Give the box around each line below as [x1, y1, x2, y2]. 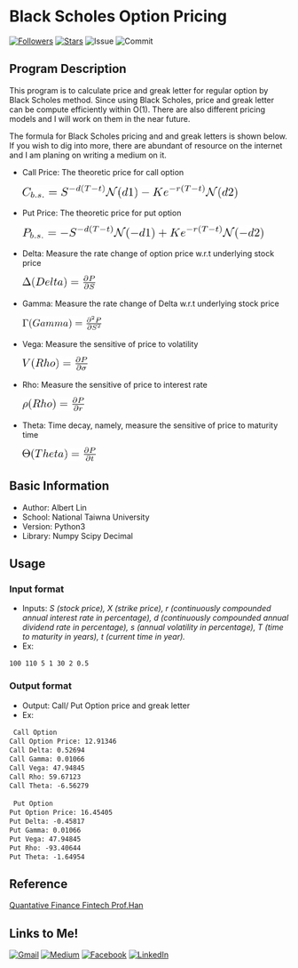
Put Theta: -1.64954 [9, 852, 86, 861]
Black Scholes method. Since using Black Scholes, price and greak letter [9, 94, 275, 105]
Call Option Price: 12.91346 [9, 737, 117, 746]
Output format [9, 680, 73, 692]
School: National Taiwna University [21, 512, 150, 522]
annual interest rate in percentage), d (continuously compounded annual [21, 612, 289, 624]
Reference [9, 876, 68, 891]
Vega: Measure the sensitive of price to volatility [21, 338, 199, 349]
